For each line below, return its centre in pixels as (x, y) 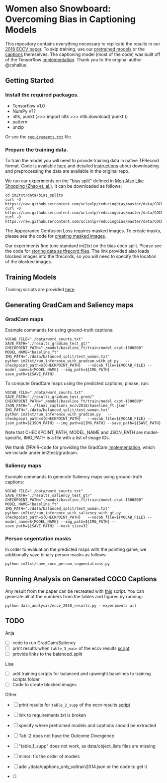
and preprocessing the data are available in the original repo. (67, 171)
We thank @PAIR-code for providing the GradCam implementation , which (80, 447)
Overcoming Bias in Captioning (70, 19)
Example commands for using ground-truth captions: (59, 330)
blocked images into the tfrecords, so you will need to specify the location (81, 256)
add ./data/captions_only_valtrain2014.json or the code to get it (83, 767)
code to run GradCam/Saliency (44, 643)
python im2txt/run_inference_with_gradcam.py (53, 414)
